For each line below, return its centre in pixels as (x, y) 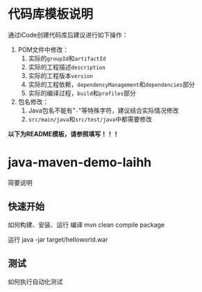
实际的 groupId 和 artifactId (67, 58)
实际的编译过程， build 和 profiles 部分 (82, 93)
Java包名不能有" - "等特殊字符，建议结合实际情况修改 (103, 110)
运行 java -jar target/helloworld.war (58, 239)
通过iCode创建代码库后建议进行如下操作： (68, 35)
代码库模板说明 (51, 14)
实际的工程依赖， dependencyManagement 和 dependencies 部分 (111, 84)
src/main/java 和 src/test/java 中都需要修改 (90, 119)
